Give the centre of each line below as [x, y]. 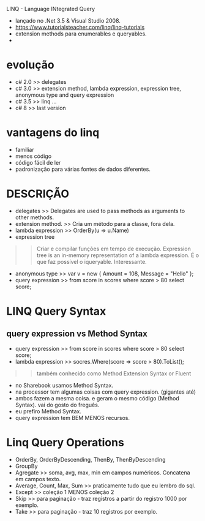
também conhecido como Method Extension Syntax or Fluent [114, 373]
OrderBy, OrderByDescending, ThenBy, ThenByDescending [90, 459]
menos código [33, 156]
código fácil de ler [38, 162]
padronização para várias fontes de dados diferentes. [83, 169]
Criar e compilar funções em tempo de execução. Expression [114, 249]
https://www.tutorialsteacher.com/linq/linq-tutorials [80, 27]
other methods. [35, 217]
